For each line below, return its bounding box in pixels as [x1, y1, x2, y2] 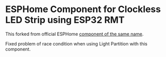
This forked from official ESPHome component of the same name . [5, 31, 144, 37]
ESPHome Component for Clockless [5, 4, 161, 15]
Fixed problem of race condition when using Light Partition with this [5, 40, 148, 46]
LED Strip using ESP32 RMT [5, 14, 125, 26]
